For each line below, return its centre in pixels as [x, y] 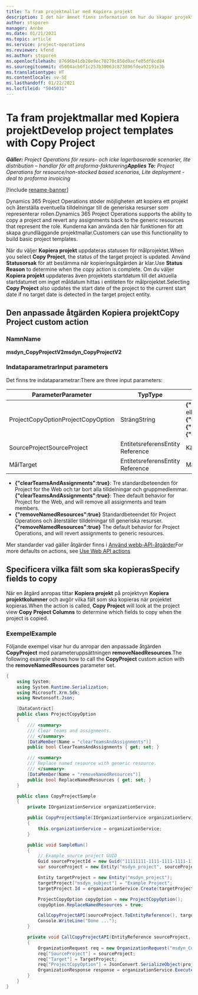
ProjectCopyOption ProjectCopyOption [62, 419]
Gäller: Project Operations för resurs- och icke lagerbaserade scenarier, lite [98, 159]
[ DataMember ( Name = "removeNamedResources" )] [84, 774]
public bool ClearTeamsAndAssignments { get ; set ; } [93, 747]
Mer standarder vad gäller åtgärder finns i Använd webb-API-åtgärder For [95, 544]
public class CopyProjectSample [56, 796]
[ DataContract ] [35, 709]
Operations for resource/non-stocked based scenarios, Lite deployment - [95, 172]
